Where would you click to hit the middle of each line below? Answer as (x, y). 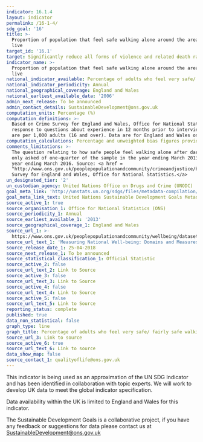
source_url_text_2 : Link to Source (51, 270)
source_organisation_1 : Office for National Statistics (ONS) (86, 208)
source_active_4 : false (36, 287)
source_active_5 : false (36, 298)
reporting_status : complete (42, 309)
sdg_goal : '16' (25, 29)
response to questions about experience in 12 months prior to (93, 130)
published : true (27, 315)
